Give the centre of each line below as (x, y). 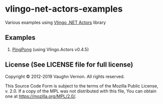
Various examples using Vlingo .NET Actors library (55, 22)
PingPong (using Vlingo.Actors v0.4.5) (50, 49)
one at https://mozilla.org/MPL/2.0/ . (41, 96)
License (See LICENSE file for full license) (69, 65)
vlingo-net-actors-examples (64, 9)
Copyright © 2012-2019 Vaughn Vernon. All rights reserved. (65, 76)
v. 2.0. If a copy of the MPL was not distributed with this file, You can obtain (81, 91)
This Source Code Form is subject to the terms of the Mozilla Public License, (82, 86)
